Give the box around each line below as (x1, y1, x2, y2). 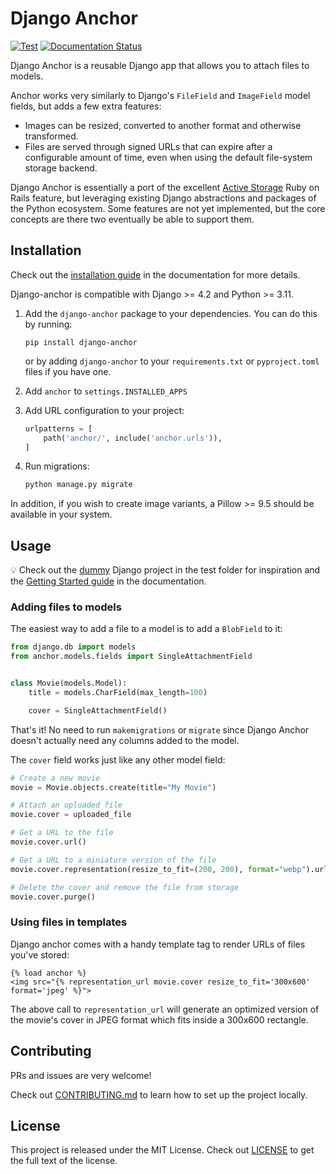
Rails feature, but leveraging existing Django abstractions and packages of (10, 192, 317, 204)
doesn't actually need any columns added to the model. (10, 734, 240, 746)
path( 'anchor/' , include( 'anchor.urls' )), (43, 433, 223, 443)
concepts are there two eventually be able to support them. (10, 213, 255, 225)
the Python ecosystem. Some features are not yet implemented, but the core (10, 202, 326, 214)
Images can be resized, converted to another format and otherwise (24, 119, 302, 131)
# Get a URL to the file (10, 828, 114, 838)
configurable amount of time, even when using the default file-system (24, 151, 313, 163)
